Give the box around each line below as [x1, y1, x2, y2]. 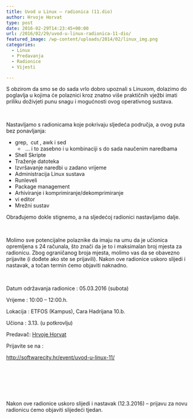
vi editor [14, 196, 36, 203]
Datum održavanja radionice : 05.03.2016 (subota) [6, 285, 129, 292]
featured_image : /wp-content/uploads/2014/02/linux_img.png [6, 36, 159, 42]
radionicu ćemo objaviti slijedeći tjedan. [6, 407, 103, 414]
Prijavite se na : [6, 342, 44, 349]
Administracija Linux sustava [14, 171, 85, 178]
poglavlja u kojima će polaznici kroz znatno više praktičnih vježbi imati [6, 92, 178, 99]
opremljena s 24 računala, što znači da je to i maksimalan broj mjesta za [6, 243, 182, 250]
